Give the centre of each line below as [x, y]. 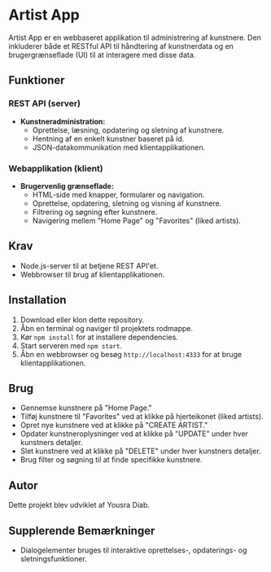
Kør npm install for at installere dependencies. [99, 337]
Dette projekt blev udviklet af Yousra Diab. [79, 505]
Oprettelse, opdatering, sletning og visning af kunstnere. [127, 203]
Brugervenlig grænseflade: [67, 186]
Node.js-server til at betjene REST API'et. [89, 265]
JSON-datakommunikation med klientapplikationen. [119, 147]
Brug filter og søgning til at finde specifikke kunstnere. [111, 460]
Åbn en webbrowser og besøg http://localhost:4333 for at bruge [131, 354]
